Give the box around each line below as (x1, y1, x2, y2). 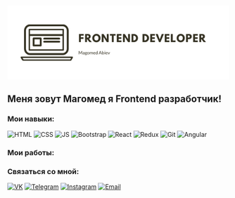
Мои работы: (7, 147, 55, 157)
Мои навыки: (7, 114, 55, 124)
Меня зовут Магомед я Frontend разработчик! (7, 93, 222, 105)
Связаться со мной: (7, 166, 80, 176)
